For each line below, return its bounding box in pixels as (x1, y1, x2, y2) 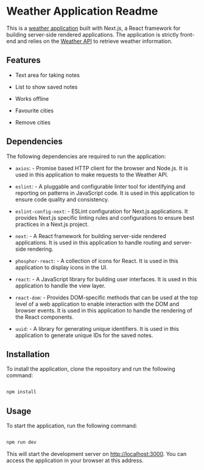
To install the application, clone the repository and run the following (6, 365, 175, 373)
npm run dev (6, 439, 37, 446)
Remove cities (15, 118, 51, 126)
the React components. (15, 313, 74, 320)
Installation (6, 349, 50, 360)
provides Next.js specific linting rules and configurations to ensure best (15, 214, 195, 221)
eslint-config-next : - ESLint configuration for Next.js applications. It (15, 208, 188, 215)
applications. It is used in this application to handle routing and (15, 239, 172, 246)
